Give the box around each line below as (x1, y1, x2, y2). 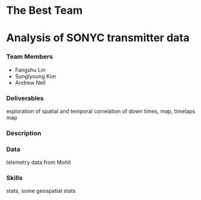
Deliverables (6, 94, 44, 102)
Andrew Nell (14, 79, 46, 86)
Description (6, 129, 42, 137)
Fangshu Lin (14, 66, 46, 73)
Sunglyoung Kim (14, 73, 56, 80)
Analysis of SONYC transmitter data (6, 31, 190, 45)
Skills (6, 174, 23, 182)
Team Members (6, 52, 53, 61)
